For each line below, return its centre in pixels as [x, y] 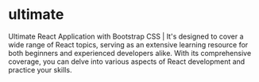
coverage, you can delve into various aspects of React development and [127, 61]
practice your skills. [40, 69]
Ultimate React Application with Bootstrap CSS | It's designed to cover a [126, 36]
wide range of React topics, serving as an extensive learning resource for [128, 44]
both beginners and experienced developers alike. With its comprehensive [130, 53]
